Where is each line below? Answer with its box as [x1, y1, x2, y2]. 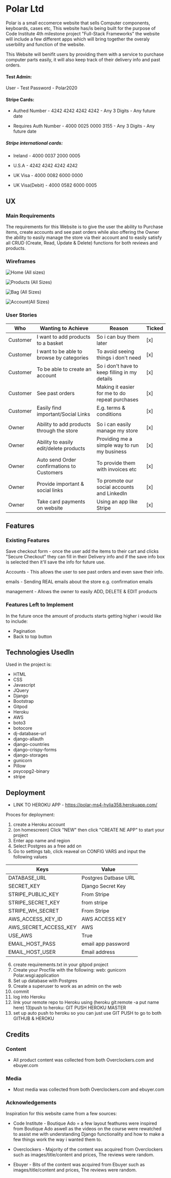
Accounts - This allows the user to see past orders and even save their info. [6, 569, 164, 575]
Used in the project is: [6, 661, 52, 667]
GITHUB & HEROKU [13, 1015, 55, 1022]
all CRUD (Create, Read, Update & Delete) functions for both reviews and [6, 240, 158, 246]
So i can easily [96, 420, 131, 427]
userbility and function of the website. [6, 41, 85, 47]
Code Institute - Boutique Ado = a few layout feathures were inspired [13, 1120, 157, 1126]
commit [13, 988, 29, 994]
